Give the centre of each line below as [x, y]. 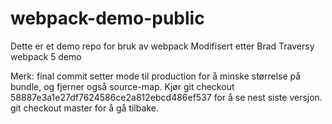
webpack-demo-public [107, 18]
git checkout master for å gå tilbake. [84, 108]
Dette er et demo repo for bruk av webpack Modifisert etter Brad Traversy [162, 46]
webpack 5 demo [46, 56]
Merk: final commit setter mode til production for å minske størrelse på [156, 76]
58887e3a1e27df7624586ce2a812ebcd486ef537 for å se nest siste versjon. [166, 97]
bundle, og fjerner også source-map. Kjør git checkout [122, 86]
